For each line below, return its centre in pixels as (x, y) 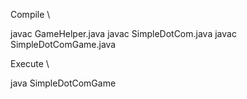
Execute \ (30, 63)
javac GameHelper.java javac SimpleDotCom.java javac (123, 33)
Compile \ (30, 14)
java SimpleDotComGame (63, 83)
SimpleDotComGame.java (63, 44)
